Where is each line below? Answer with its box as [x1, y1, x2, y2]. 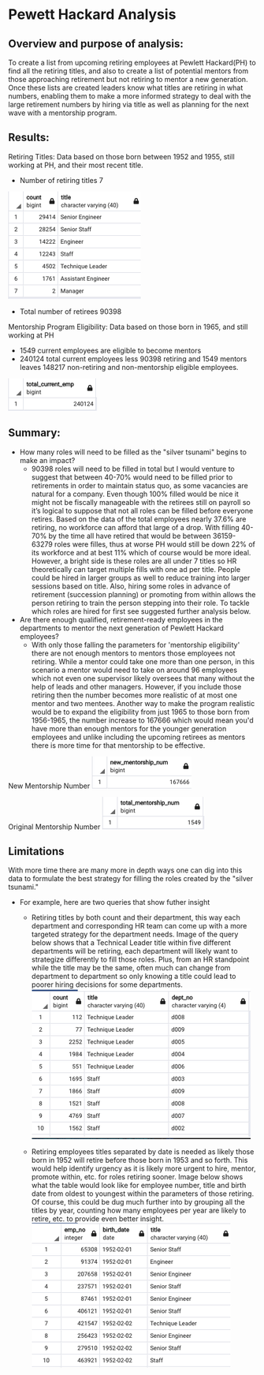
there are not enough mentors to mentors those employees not [31, 648, 236, 658]
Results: [8, 131, 50, 144]
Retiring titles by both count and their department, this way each [31, 913, 240, 922]
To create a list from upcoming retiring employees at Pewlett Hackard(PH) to [8, 58, 256, 67]
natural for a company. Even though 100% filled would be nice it [31, 489, 239, 499]
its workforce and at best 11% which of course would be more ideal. [31, 547, 251, 557]
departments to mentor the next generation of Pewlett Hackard [19, 623, 225, 633]
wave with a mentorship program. [8, 108, 117, 118]
